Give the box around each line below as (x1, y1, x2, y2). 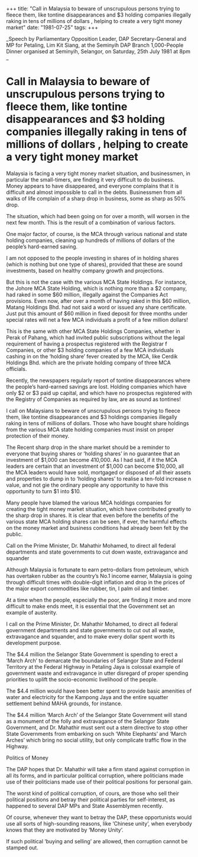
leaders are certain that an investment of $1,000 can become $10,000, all (6, 463, 184, 470)
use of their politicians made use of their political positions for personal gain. (6, 778, 193, 785)
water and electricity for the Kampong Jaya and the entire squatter (6, 693, 168, 700)
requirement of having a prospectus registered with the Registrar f (6, 340, 167, 347)
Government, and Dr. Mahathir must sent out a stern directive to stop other (6, 724, 188, 731)
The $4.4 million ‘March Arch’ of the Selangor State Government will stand (6, 711, 187, 718)
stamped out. (6, 844, 38, 851)
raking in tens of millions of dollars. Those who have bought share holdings (6, 419, 189, 426)
